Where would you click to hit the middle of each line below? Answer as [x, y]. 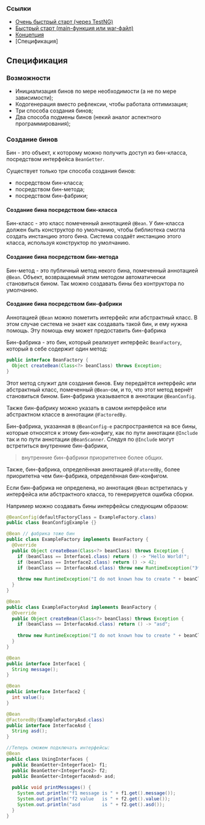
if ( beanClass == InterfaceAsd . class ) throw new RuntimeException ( [105, 568]
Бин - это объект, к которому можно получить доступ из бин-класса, [97, 153]
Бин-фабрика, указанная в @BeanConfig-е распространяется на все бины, [102, 426]
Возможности [28, 78]
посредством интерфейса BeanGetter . [56, 159]
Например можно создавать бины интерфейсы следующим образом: [97, 506]
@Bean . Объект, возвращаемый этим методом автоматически [86, 277]
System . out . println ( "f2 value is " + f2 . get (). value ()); [94, 799]
